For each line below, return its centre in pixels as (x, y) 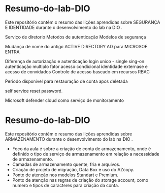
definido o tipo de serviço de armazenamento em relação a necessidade (86, 154)
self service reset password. (34, 91)
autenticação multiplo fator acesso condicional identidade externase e (76, 66)
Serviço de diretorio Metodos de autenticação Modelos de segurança (76, 37)
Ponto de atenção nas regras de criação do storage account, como (80, 180)
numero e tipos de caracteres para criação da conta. (66, 185)
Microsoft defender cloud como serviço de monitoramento (65, 100)
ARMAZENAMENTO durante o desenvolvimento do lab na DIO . (69, 139)
